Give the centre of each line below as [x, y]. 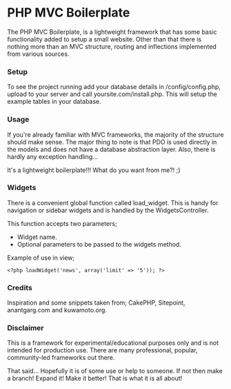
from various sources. [38, 54]
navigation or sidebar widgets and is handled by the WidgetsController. [108, 210]
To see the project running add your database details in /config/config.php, [114, 87]
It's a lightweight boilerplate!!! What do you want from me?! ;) [94, 170]
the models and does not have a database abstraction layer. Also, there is [111, 149]
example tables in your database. [54, 102]
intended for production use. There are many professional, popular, [102, 350]
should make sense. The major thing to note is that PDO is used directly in [112, 142]
